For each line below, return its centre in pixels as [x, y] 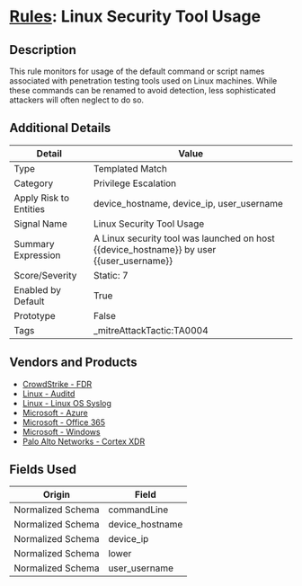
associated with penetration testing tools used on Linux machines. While [143, 81]
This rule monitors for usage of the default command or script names [137, 71]
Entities [30, 209]
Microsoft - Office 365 [64, 422]
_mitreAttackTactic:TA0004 [151, 330]
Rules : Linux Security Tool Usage [135, 17]
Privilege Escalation [135, 183]
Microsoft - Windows [61, 431]
